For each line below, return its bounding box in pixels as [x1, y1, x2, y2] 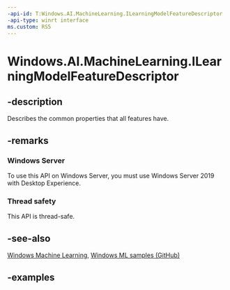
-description [7, 96, 63, 108]
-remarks [7, 134, 49, 147]
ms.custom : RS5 [7, 23, 52, 30]
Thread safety [7, 196, 56, 206]
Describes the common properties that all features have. [7, 115, 169, 123]
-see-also [7, 232, 51, 245]
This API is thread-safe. [7, 212, 75, 221]
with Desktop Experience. [7, 179, 82, 187]
